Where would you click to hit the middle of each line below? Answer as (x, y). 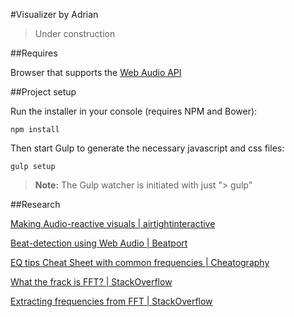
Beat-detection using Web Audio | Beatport (99, 243)
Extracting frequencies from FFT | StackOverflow (111, 301)
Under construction (75, 33)
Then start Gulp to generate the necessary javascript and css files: (147, 148)
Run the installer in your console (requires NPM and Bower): (134, 111)
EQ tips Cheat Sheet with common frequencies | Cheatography (140, 262)
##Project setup (43, 92)
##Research (35, 204)
